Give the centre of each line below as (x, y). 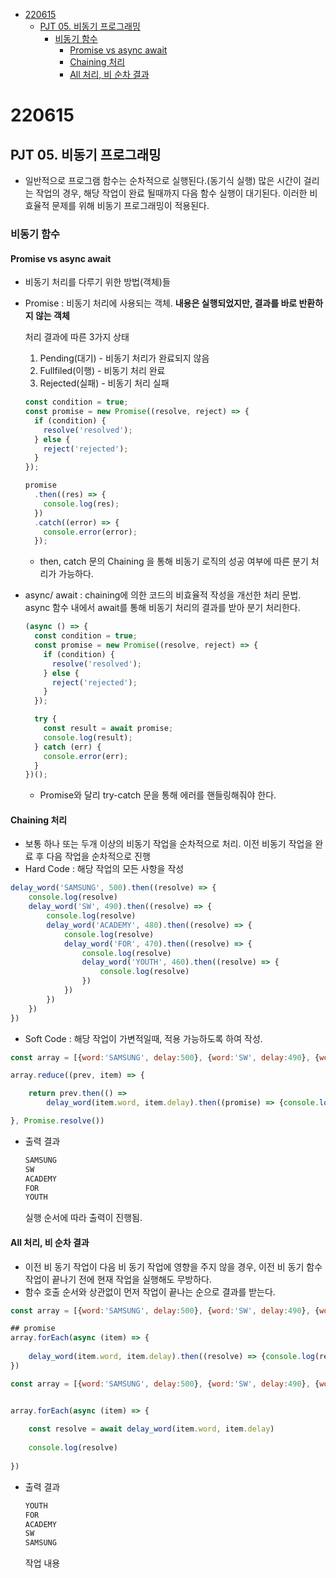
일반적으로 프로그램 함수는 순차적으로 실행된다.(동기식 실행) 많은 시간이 (163, 180)
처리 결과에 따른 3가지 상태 (77, 337)
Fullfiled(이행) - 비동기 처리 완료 (102, 371)
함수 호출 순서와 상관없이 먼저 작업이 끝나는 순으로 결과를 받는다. (150, 1291)
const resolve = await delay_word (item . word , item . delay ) (151, 1429)
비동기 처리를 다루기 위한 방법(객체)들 (97, 282)
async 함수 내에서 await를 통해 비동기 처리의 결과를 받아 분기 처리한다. (162, 608)
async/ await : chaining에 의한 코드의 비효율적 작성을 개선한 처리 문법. (163, 595)
